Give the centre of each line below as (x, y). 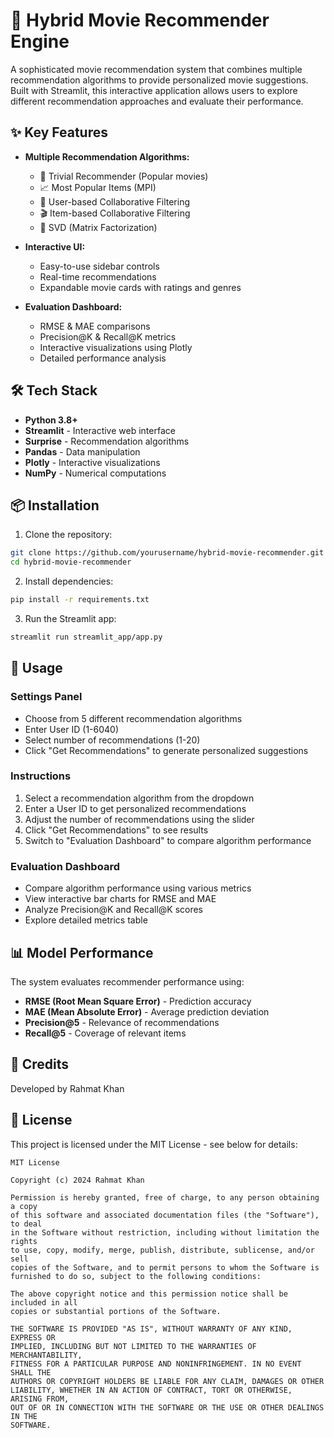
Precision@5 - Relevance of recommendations (122, 1022)
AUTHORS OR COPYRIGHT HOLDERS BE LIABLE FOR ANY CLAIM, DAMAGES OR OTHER (167, 1381)
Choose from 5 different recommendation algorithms (133, 718)
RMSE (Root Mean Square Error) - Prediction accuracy (138, 1001)
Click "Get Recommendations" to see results (116, 830)
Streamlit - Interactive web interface (100, 430)
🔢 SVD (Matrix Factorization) (98, 227)
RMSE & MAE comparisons (95, 326)
